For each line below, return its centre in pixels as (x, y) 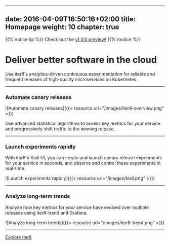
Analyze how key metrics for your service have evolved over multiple (77, 207)
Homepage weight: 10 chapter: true (62, 27)
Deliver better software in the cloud (81, 60)
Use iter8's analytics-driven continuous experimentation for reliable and (80, 74)
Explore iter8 (18, 237)
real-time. (15, 168)
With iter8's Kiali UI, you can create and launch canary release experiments (84, 158)
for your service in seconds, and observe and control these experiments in (83, 163)
